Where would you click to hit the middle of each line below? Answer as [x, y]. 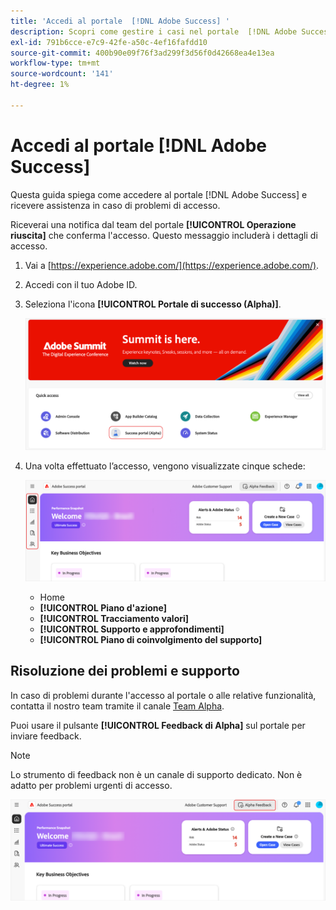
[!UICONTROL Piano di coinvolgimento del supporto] [151, 639]
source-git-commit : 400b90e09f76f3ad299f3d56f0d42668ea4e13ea [142, 53]
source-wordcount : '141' [62, 74]
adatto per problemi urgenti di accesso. [91, 785]
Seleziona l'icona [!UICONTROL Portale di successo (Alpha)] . [153, 304]
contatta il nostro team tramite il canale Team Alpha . [117, 706]
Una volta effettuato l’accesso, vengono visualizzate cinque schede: [165, 466]
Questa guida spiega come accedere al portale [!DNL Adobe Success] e [159, 194]
